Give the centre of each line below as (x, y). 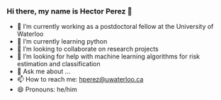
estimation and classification (58, 64)
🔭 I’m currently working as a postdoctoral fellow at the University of (115, 27)
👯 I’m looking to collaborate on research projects (87, 49)
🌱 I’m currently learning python (62, 42)
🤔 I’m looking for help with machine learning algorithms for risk (108, 56)
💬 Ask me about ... (44, 71)
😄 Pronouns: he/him (47, 89)
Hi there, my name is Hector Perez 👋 (69, 11)
